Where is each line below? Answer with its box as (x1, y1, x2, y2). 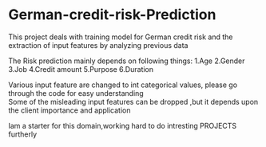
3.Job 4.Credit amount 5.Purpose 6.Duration (8, 64, 154, 73)
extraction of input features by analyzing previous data (8, 40, 189, 50)
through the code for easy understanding (8, 88, 144, 97)
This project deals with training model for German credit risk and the (8, 32, 233, 42)
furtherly (8, 129, 38, 139)
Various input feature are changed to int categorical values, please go (8, 80, 238, 89)
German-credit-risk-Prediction (8, 6, 216, 24)
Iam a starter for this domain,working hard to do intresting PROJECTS (8, 121, 237, 130)
